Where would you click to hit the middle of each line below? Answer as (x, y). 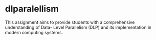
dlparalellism (32, 9)
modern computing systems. (34, 32)
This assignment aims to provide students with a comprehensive (70, 22)
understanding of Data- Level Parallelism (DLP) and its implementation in (78, 27)
